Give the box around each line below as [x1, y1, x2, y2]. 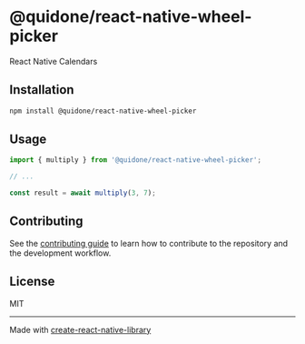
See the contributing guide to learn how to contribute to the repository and [9, 238, 289, 248]
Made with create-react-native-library [9, 324, 152, 335]
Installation [9, 82, 74, 97]
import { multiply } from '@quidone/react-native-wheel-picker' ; [9, 156, 261, 165]
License [9, 274, 55, 289]
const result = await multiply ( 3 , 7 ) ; [9, 188, 156, 197]
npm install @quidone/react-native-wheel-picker [9, 106, 197, 116]
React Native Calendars [9, 56, 98, 66]
